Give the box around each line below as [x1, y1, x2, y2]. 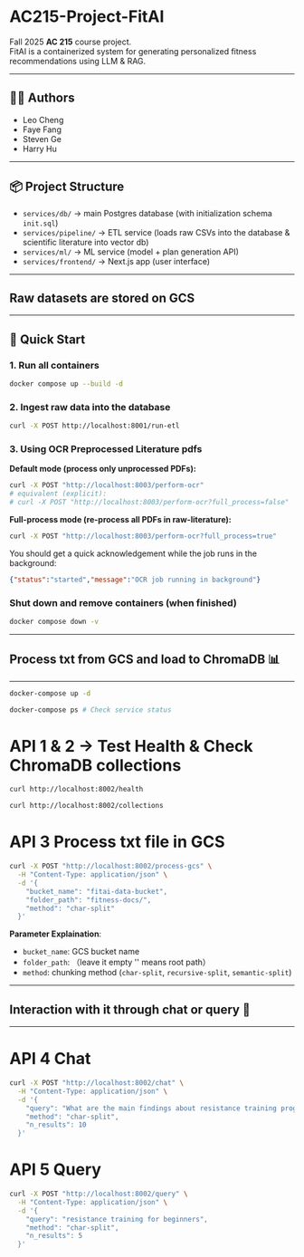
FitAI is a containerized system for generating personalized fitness [9, 45, 257, 56]
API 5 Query [9, 1159, 102, 1180]
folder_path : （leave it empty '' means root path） [22, 957, 211, 968]
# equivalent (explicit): [9, 489, 107, 499]
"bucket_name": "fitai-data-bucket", [25, 887, 168, 896]
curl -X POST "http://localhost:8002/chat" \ [9, 1079, 184, 1088]
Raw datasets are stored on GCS [9, 290, 195, 305]
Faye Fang [22, 124, 62, 135]
